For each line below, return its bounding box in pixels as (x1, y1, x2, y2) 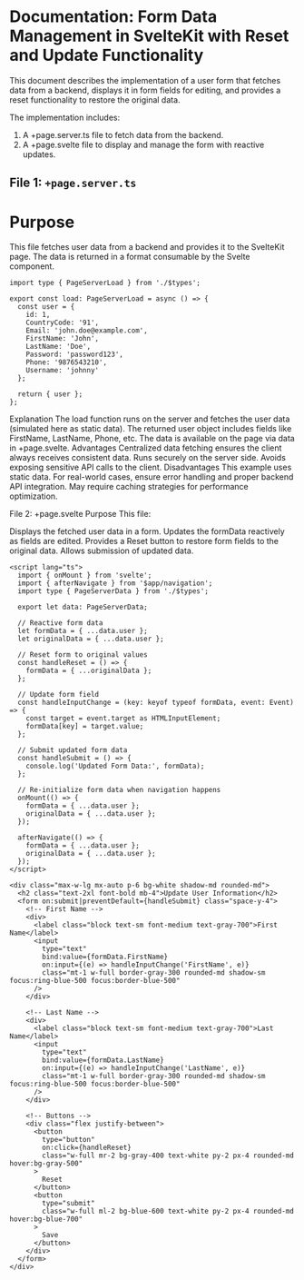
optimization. (9, 491, 58, 501)
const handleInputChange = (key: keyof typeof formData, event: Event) (17, 698, 295, 708)
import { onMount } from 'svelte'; (17, 571, 152, 580)
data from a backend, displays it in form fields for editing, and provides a (9, 84, 281, 95)
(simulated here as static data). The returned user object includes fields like (9, 423, 292, 434)
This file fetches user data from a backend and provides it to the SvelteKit (9, 242, 285, 253)
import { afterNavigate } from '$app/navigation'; (17, 579, 213, 588)
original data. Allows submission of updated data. (9, 545, 194, 556)
